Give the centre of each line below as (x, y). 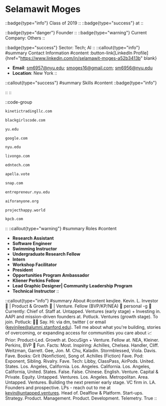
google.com (16, 138)
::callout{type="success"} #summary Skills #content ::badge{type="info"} (81, 83)
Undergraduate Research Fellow (46, 254)
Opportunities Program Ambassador (51, 275)
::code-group (19, 102)
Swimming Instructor (35, 249)
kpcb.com (14, 219)
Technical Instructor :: (36, 291)
